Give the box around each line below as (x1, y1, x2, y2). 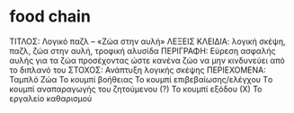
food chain (9, 6, 92, 27)
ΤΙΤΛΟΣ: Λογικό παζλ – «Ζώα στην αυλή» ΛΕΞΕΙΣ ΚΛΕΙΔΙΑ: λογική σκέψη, (9, 36, 286, 47)
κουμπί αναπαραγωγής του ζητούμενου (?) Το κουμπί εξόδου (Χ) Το (9, 83, 263, 94)
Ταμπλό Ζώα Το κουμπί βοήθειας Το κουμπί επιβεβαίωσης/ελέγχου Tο (9, 74, 273, 84)
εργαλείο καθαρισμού (9, 92, 93, 104)
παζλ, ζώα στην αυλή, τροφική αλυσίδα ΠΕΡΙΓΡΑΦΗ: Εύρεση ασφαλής (9, 45, 276, 56)
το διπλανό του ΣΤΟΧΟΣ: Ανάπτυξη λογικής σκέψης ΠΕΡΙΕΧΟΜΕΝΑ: (9, 65, 267, 75)
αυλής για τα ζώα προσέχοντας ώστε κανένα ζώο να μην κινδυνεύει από (9, 55, 285, 65)
